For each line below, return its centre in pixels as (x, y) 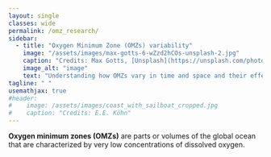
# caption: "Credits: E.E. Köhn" (70, 114)
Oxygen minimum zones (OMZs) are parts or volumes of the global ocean (132, 136)
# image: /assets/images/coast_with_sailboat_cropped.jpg (113, 105)
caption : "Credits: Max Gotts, (75, 61)
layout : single (34, 16)
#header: (23, 98)
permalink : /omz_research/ (54, 31)
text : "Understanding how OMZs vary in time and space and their (135, 76)
